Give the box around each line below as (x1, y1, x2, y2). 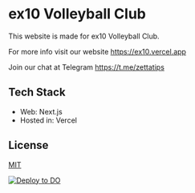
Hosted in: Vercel (19, 115, 78, 125)
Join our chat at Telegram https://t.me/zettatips (8, 62, 165, 72)
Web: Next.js (19, 107, 63, 116)
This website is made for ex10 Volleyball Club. (8, 31, 160, 41)
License (8, 139, 49, 152)
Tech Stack (8, 86, 66, 99)
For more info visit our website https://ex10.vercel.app (8, 46, 187, 56)
